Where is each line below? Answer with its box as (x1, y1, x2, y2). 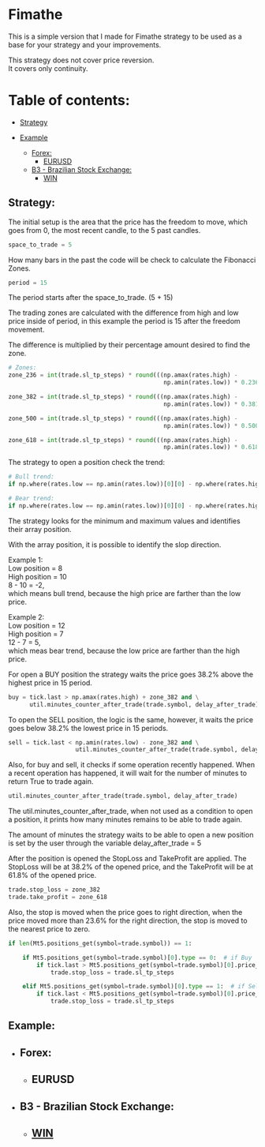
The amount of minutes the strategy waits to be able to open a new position (8, 830, 254, 840)
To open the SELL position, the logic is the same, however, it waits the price (8, 714, 254, 724)
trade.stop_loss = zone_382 (8, 886, 101, 894)
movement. (8, 325, 45, 335)
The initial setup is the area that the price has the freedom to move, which (8, 217, 248, 227)
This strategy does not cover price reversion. (8, 55, 155, 65)
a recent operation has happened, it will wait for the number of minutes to (8, 768, 247, 778)
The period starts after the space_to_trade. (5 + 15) (8, 293, 174, 302)
